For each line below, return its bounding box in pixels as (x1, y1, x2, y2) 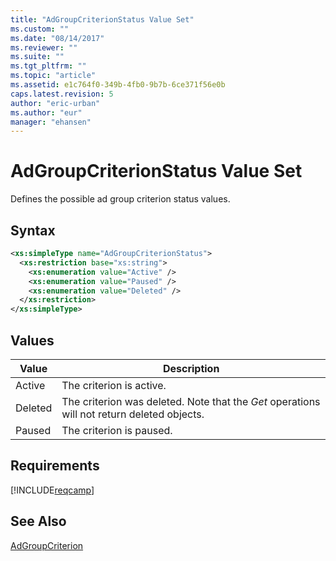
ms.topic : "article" (10, 71, 97, 81)
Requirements (10, 457, 100, 475)
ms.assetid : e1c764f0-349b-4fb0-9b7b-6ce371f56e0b (10, 80, 226, 90)
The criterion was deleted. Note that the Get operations (61, 394, 321, 408)
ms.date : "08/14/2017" (10, 33, 105, 43)
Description (162, 361, 220, 375)
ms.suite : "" (10, 52, 65, 62)
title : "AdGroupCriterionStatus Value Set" (10, 14, 195, 25)
